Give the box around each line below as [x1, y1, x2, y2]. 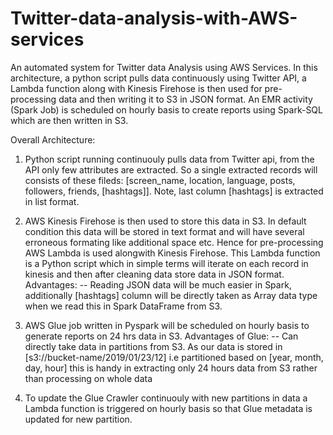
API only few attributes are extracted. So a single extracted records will [24, 163, 318, 176]
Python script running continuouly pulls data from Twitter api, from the [24, 153, 315, 165]
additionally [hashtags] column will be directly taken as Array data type [24, 289, 318, 301]
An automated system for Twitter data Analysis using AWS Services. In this [10, 61, 318, 73]
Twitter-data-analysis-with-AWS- [10, 7, 298, 30]
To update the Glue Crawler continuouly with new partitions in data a [24, 392, 308, 404]
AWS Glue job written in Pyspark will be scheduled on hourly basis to [24, 319, 310, 331]
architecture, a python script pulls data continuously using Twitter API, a [10, 72, 307, 84]
